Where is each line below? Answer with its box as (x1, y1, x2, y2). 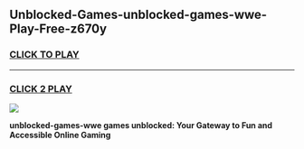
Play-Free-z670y (9, 22, 107, 37)
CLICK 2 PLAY (9, 82, 72, 95)
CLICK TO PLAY (9, 49, 80, 61)
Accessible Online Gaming (9, 129, 111, 140)
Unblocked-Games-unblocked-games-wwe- (9, 7, 268, 23)
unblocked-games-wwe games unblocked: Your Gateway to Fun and (9, 119, 273, 130)
